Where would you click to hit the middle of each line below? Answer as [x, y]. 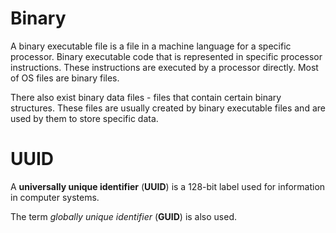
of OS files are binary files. [65, 78]
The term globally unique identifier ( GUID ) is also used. [124, 216]
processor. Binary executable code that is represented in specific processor [166, 56]
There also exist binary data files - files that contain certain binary [146, 97]
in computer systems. [55, 197]
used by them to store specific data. [84, 118]
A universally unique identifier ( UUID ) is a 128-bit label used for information [168, 186]
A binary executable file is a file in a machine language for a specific [151, 46]
